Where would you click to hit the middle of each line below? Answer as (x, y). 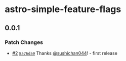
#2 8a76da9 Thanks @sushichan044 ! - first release (65, 53)
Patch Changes (24, 42)
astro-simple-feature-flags (63, 9)
